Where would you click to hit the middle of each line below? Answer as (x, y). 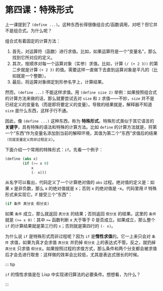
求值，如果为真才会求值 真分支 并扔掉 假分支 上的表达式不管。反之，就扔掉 (82, 243)
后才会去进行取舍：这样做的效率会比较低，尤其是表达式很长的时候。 (73, 255)
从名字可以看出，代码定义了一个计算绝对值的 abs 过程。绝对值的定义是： (78, 182)
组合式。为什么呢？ (33, 30)
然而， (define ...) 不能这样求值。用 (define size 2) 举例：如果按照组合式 (81, 92)
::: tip (10, 265)
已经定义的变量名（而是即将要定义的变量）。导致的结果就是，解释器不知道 (79, 104)
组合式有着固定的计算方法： (33, 41)
